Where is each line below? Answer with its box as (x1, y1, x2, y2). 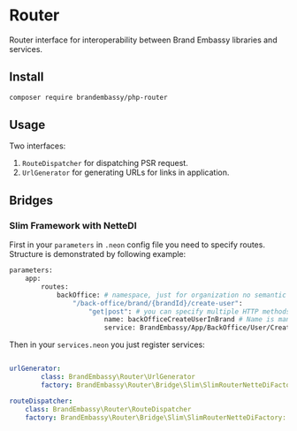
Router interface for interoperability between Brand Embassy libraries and (9, 34, 278, 45)
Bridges (9, 193, 54, 208)
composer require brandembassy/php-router (9, 93, 168, 102)
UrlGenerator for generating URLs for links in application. (21, 167, 230, 178)
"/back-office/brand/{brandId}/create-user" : (72, 299, 243, 307)
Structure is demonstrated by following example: (9, 249, 187, 260)
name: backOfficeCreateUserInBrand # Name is (103, 315, 275, 324)
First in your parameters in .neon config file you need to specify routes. (9, 239, 265, 250)
